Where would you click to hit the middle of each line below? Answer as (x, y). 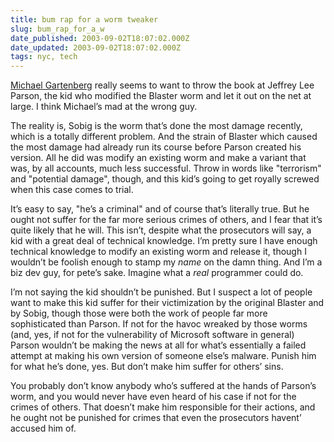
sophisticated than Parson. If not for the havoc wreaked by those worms (159, 324)
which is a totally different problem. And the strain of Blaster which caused (164, 137)
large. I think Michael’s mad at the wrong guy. (104, 107)
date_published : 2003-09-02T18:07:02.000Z (100, 38)
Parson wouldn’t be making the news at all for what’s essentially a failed (158, 345)
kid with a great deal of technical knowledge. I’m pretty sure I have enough (164, 241)
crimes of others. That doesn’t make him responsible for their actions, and (163, 407)
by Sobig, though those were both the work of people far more (139, 313)
